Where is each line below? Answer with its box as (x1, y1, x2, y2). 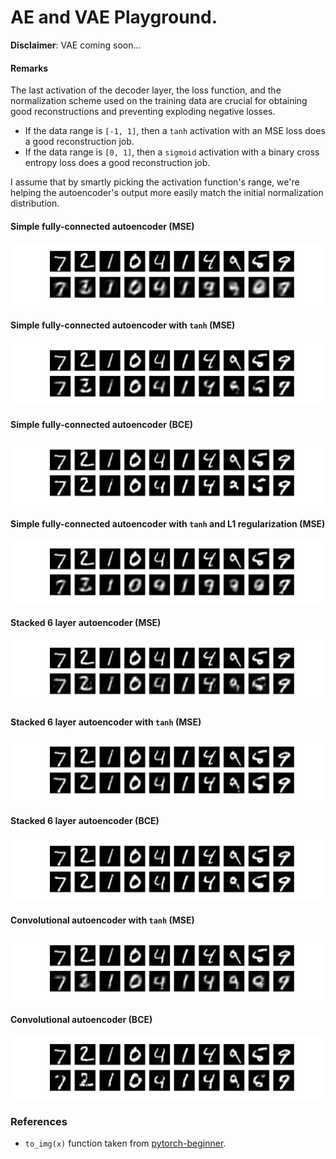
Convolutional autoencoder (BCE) (10, 1013, 153, 1025)
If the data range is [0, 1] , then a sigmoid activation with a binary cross (24, 146, 320, 158)
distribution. (10, 197, 60, 210)
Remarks (10, 62, 49, 74)
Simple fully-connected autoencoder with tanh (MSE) (10, 319, 236, 331)
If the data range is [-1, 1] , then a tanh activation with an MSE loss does (24, 125, 326, 137)
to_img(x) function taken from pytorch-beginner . (24, 1137, 227, 1149)
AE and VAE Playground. (10, 6, 218, 29)
